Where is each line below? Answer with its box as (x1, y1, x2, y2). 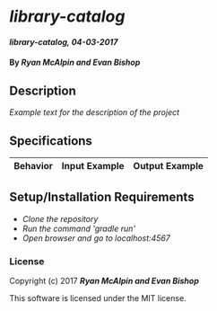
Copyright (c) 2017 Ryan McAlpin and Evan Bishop (9, 276, 199, 287)
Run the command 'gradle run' (22, 223, 136, 234)
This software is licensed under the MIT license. (9, 293, 187, 304)
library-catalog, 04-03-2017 (9, 36, 118, 47)
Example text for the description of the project (9, 107, 180, 118)
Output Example (133, 160, 204, 172)
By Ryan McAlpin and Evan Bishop (9, 57, 141, 68)
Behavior (13, 160, 54, 172)
